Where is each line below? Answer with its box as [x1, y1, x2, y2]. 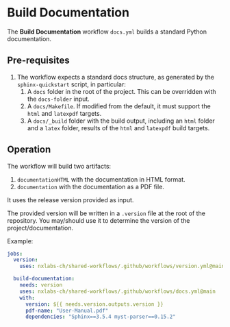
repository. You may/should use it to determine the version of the [7, 216, 190, 224]
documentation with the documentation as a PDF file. [16, 182, 164, 191]
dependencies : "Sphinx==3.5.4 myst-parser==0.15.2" [25, 313, 176, 320]
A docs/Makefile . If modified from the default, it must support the [27, 101, 211, 110]
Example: [7, 237, 34, 245]
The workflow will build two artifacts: [7, 162, 112, 170]
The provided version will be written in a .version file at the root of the [7, 209, 205, 217]
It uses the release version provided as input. [7, 195, 134, 204]
